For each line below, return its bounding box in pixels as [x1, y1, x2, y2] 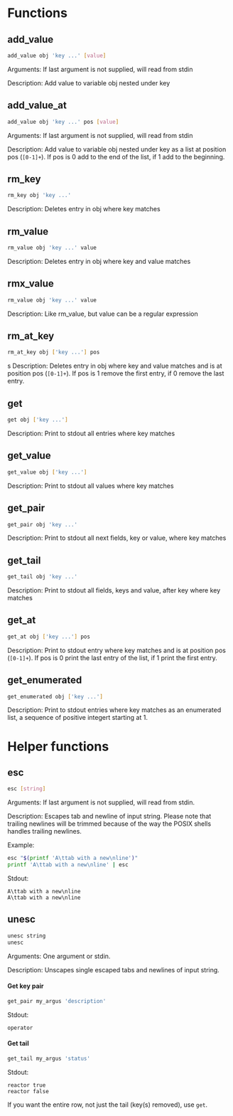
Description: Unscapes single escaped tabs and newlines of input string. [7, 965, 220, 974]
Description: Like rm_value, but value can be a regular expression [7, 309, 198, 318]
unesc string [7, 932, 46, 940]
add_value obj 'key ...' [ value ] [7, 52, 107, 59]
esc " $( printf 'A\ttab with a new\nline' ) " [7, 855, 139, 862]
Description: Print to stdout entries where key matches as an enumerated [7, 706, 222, 714]
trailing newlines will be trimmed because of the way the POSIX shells [7, 819, 212, 828]
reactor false [7, 1088, 50, 1095]
